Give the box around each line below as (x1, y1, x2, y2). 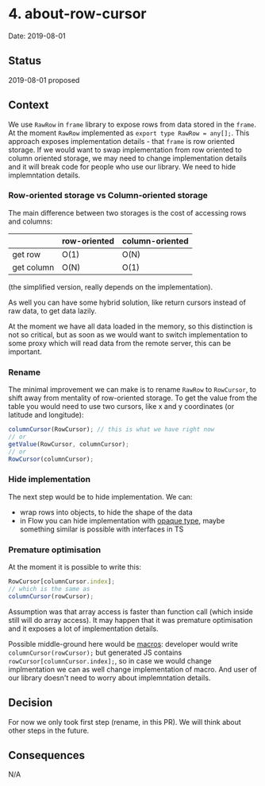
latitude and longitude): (8, 411, 85, 420)
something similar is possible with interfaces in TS (19, 524, 184, 534)
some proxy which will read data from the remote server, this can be (8, 338, 232, 348)
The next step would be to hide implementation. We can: (8, 492, 193, 501)
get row (12, 248, 41, 259)
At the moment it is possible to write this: (8, 562, 141, 572)
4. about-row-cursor (8, 5, 147, 23)
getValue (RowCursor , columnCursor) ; (8, 440, 129, 448)
